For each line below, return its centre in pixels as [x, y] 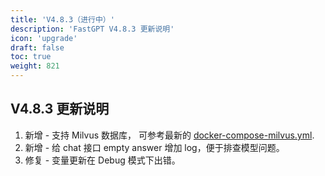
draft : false [37, 47]
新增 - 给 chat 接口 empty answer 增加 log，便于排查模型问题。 [154, 147]
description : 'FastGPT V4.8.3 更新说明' [92, 29]
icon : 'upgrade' [44, 38]
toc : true [31, 57]
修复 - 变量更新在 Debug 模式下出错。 [102, 160]
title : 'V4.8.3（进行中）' [62, 19]
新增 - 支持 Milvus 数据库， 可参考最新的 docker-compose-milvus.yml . [169, 135]
